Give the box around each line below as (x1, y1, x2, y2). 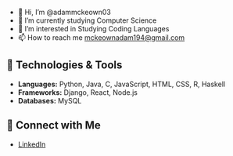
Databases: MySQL (17, 96, 82, 105)
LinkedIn (17, 140, 46, 149)
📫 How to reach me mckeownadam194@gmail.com (17, 33, 185, 42)
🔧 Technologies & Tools (6, 59, 123, 72)
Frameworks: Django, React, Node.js (17, 87, 138, 97)
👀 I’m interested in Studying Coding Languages (17, 24, 170, 33)
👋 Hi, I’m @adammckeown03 (17, 8, 112, 16)
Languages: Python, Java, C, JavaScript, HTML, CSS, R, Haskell (17, 79, 226, 89)
